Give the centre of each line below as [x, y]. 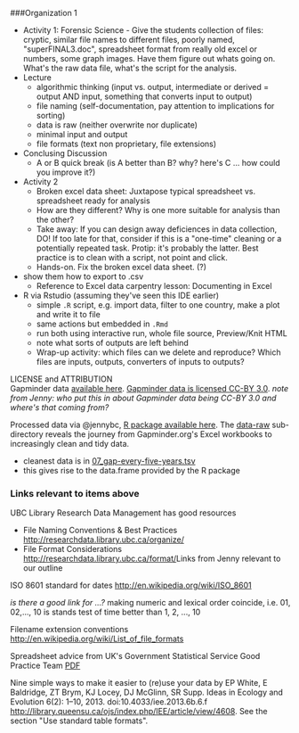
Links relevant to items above [75, 493]
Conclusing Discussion [65, 153]
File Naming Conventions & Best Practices [100, 531]
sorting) [51, 115]
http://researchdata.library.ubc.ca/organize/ [104, 539]
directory [27, 434]
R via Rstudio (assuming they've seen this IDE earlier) [121, 295]
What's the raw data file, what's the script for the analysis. [130, 68]
